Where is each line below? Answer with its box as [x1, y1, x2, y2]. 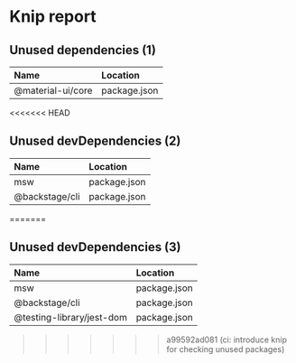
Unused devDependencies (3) [9, 239, 182, 255]
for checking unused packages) [166, 343, 285, 354]
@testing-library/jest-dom [14, 311, 128, 323]
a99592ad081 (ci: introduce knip [166, 334, 287, 345]
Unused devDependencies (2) [9, 134, 181, 149]
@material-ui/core [14, 84, 93, 97]
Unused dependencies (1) [9, 42, 156, 58]
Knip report [9, 6, 97, 27]
